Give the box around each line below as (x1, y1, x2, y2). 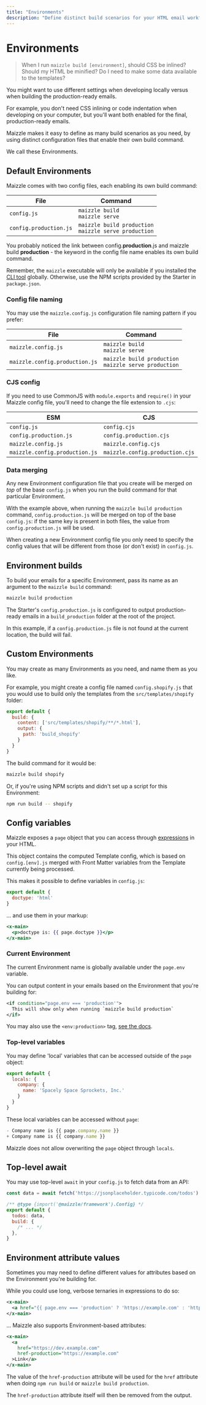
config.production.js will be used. (6, 524, 95, 531)
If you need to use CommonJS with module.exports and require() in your (6, 392, 191, 399)
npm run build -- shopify (6, 801, 72, 807)
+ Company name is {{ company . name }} (6, 1133, 105, 1139)
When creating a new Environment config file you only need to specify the (6, 536, 194, 544)
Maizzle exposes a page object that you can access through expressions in (6, 834, 195, 841)
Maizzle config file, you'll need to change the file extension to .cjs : (6, 398, 176, 406)
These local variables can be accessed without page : (6, 1115, 139, 1123)
